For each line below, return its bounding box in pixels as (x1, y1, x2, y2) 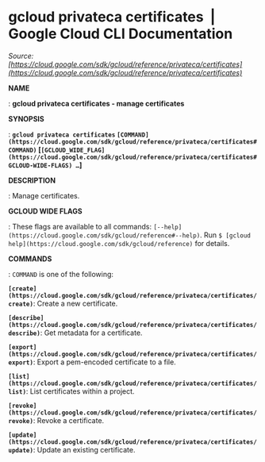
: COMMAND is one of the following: (8, 269, 113, 279)
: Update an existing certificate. (33, 445, 136, 454)
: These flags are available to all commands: (8, 221, 152, 231)
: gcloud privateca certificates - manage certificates (8, 98, 185, 108)
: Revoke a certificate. (33, 415, 105, 425)
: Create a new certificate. (33, 298, 118, 308)
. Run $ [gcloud (199, 230, 252, 240)
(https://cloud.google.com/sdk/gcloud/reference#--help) (8, 231, 201, 240)
